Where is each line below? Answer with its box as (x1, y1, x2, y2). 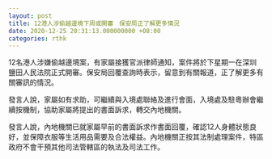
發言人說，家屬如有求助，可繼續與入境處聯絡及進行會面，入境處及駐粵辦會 (8, 94, 257, 105)
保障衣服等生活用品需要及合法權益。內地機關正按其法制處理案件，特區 (29, 132, 264, 142)
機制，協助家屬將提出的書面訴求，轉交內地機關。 (22, 105, 186, 115)
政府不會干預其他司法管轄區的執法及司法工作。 (8, 142, 164, 152)
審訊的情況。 (15, 77, 58, 87)
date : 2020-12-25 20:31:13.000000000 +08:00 (8, 27, 161, 35)
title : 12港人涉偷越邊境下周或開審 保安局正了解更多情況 (8, 19, 180, 27)
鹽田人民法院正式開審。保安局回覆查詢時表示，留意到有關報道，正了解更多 (8, 68, 257, 77)
